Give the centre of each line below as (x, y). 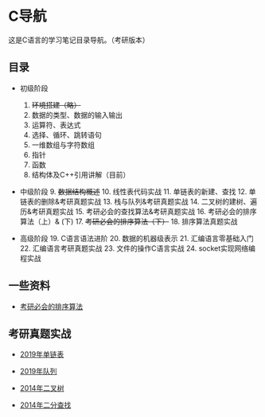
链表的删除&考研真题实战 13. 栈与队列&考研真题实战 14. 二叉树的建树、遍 (138, 201)
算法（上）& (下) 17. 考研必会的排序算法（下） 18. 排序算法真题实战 (129, 221)
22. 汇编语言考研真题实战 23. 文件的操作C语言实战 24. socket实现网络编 (138, 248)
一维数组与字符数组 (63, 145)
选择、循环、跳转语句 (66, 134)
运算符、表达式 (56, 125)
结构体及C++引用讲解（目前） (81, 174)
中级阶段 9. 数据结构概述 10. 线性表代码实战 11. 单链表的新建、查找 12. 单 (138, 191)
